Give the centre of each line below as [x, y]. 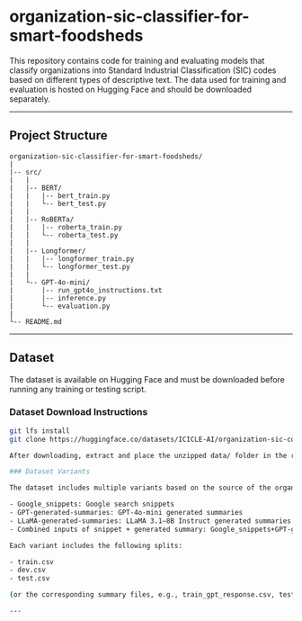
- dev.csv [28, 570]
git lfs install [40, 431]
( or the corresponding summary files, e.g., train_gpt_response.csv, [142, 595]
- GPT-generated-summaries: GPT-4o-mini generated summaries [126, 513]
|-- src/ [26, 172]
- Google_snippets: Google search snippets [92, 504]
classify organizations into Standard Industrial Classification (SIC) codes [143, 70]
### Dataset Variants [50, 472]
